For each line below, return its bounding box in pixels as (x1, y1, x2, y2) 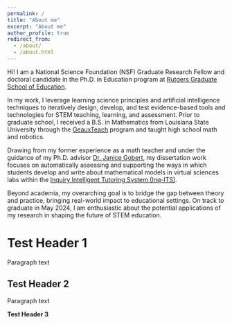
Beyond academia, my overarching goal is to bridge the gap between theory (7, 188, 224, 197)
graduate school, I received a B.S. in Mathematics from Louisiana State (7, 118, 209, 126)
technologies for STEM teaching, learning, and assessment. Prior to (7, 110, 200, 118)
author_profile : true (7, 29, 70, 37)
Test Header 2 (7, 278, 69, 290)
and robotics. (7, 132, 45, 141)
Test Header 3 (7, 309, 49, 318)
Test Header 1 (7, 235, 88, 251)
